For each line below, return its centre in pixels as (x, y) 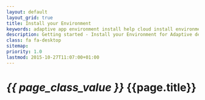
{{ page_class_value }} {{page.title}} (101, 87)
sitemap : (17, 46)
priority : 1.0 (24, 52)
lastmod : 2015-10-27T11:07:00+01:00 (53, 57)
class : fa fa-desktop (34, 40)
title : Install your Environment (49, 23)
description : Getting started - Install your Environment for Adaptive (99, 35)
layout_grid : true (30, 18)
